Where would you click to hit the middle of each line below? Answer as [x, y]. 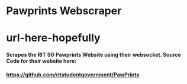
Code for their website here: [41, 61]
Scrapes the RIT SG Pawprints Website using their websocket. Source [94, 54]
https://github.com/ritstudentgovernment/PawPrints [73, 75]
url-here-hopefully [53, 38]
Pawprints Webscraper [64, 11]
